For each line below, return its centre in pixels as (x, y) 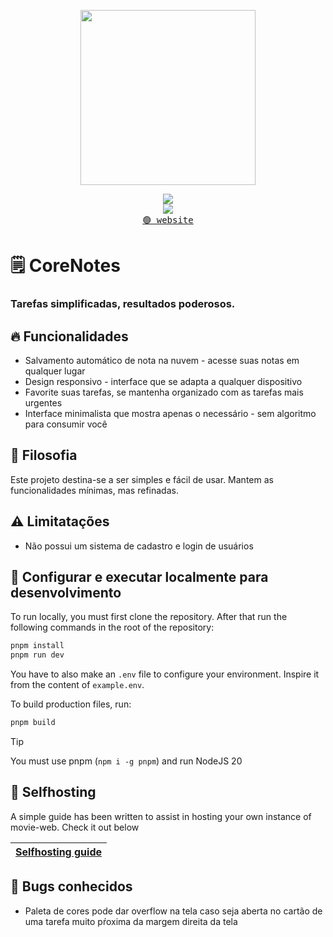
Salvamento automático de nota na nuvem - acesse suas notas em (162, 360)
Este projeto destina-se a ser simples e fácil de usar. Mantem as (142, 479)
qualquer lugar (55, 371)
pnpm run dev (37, 655)
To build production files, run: (71, 704)
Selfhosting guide (59, 852)
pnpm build (33, 723)
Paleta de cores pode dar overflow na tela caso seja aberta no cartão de (173, 911)
